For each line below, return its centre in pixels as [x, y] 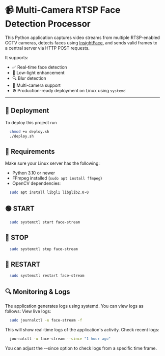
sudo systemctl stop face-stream [44, 249]
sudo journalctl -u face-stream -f [46, 320]
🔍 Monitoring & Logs [38, 292]
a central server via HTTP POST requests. [47, 48]
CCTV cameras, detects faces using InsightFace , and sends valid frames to [81, 42]
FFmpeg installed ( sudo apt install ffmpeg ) [57, 178]
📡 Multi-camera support [36, 85]
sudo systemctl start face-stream [45, 222]
